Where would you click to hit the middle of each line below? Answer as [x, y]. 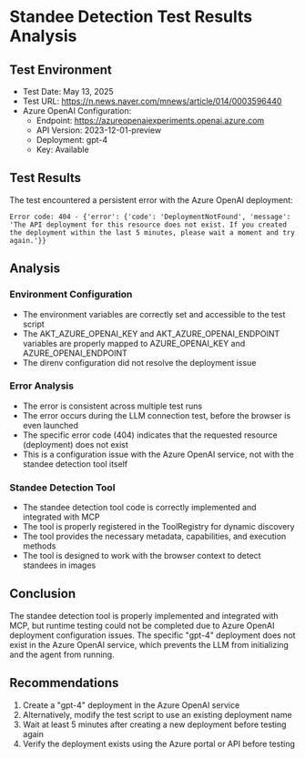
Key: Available [62, 149]
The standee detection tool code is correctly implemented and [139, 508]
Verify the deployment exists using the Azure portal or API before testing [159, 743]
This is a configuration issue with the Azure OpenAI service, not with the [158, 454]
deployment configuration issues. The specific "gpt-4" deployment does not [152, 635]
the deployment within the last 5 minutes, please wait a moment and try [152, 232]
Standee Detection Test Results [131, 17]
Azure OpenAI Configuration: [77, 111]
